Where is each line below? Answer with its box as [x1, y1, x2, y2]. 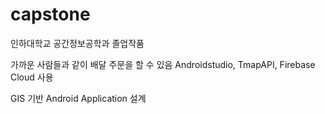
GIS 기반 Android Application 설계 [10, 92, 147, 104]
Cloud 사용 [10, 71, 54, 83]
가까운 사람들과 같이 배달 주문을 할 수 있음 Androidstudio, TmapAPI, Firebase [10, 58, 316, 70]
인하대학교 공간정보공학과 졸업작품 [10, 37, 145, 49]
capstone [10, 3, 91, 26]
